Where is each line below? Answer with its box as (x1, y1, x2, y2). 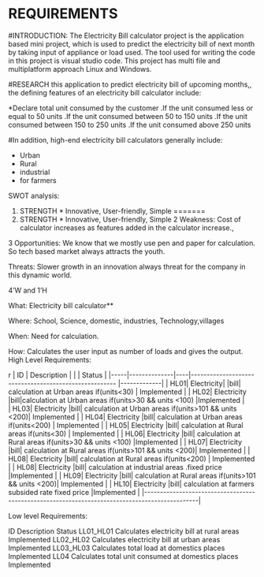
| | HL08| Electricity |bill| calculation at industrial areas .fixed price (8, 462, 222, 471)
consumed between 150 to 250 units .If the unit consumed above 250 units (8, 120, 251, 129)
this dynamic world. (8, 270, 73, 280)
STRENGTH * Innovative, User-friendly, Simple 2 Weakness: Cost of (19, 214, 242, 224)
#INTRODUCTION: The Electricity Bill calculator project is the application (8, 31, 244, 40)
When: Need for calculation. (8, 331, 99, 341)
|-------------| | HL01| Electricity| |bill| (117, 378, 242, 388)
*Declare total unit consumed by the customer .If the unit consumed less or (8, 103, 254, 113)
